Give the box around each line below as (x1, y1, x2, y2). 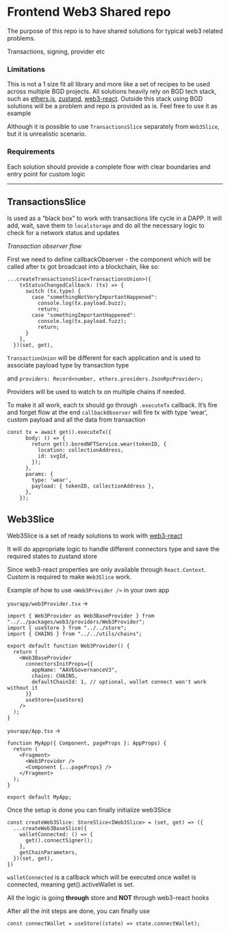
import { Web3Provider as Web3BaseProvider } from (7, 613, 155, 620)
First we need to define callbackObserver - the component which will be (7, 255, 211, 264)
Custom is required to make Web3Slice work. (7, 573, 132, 581)
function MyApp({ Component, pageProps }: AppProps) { (7, 740, 167, 747)
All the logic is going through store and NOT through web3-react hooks (7, 894, 209, 902)
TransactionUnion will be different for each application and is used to (7, 354, 201, 362)
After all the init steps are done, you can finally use (7, 907, 151, 915)
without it (7, 685, 38, 692)
